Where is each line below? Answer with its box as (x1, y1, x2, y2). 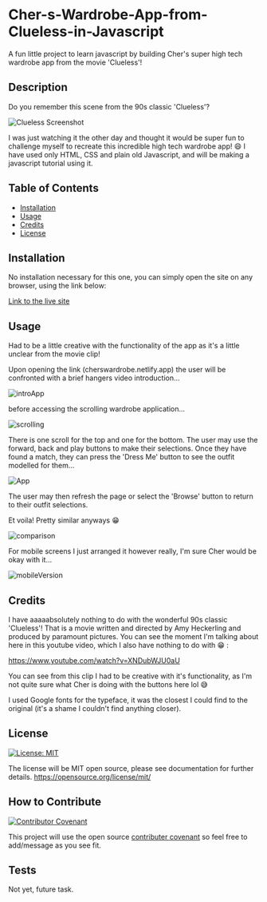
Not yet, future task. (8, 884, 74, 894)
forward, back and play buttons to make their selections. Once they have (8, 443, 247, 453)
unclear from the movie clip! (8, 349, 101, 359)
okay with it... (8, 555, 53, 565)
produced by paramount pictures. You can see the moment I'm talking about (8, 632, 259, 641)
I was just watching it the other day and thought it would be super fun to (8, 133, 245, 142)
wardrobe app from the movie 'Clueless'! (8, 58, 143, 67)
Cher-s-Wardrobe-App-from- (8, 6, 208, 24)
